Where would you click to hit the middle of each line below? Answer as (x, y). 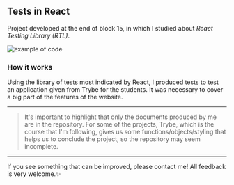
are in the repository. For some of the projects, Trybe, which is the (119, 124)
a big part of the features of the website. (65, 97)
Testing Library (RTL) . (39, 35)
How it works (30, 67)
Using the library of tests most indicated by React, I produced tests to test (113, 82)
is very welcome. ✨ (34, 174)
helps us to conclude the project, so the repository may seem (112, 139)
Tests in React (39, 11)
